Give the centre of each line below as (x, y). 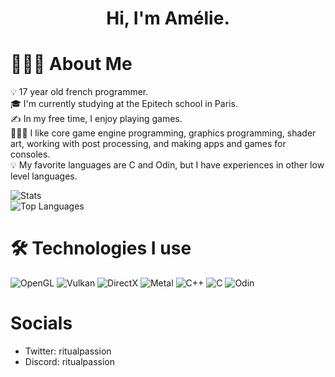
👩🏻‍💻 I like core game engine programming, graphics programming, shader (163, 133)
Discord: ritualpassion (69, 361)
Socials (41, 323)
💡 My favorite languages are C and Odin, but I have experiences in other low (167, 165)
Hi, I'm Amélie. (168, 18)
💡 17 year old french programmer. (79, 92)
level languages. (44, 176)
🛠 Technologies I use (101, 248)
